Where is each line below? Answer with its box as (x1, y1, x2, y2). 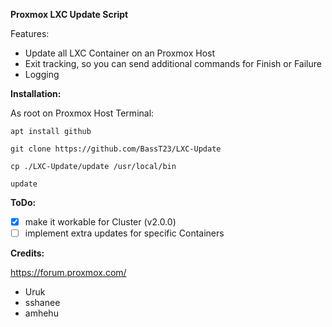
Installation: (10, 88, 62, 99)
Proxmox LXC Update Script (10, 9, 129, 20)
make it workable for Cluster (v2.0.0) (24, 216, 177, 228)
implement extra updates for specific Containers (24, 227, 225, 239)
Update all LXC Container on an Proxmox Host (24, 47, 215, 59)
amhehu (24, 307, 59, 319)
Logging (24, 69, 60, 80)
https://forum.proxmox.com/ (10, 267, 127, 279)
